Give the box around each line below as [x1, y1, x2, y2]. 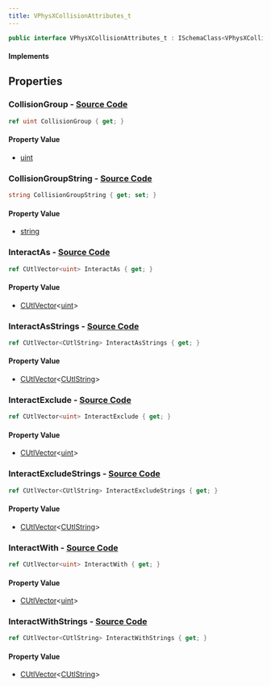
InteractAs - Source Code [8, 247, 110, 258]
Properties [8, 74, 63, 89]
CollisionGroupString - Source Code [8, 173, 152, 184]
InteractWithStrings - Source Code [8, 616, 148, 627]
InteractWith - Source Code [8, 542, 119, 553]
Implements [8, 52, 50, 61]
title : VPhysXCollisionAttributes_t [8, 11, 131, 20]
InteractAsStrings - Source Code [8, 320, 140, 332]
